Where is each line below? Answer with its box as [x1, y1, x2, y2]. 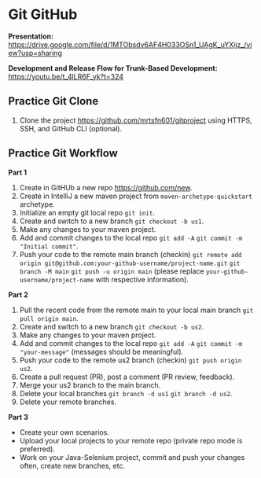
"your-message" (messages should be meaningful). [19, 347, 184, 356]
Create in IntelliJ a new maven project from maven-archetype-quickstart [19, 191, 253, 200]
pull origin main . [19, 313, 79, 323]
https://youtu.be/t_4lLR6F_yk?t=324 [8, 72, 124, 81]
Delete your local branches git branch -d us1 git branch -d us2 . [19, 388, 233, 398]
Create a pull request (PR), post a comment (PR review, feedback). [19, 372, 235, 381]
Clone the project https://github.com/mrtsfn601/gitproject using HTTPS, [19, 116, 253, 125]
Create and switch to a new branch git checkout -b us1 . [19, 216, 204, 226]
